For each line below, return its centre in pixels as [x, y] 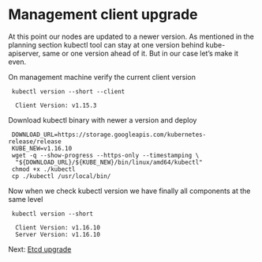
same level [26, 199]
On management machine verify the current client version [102, 77]
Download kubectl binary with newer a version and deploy [103, 120]
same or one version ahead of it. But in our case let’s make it [140, 53]
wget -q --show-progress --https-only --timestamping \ [105, 155]
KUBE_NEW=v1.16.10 [42, 148]
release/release [35, 141]
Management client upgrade [103, 15]
